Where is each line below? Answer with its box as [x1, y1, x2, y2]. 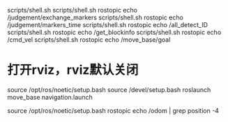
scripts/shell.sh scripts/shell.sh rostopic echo [7, 6, 138, 14]
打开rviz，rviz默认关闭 [7, 62, 139, 78]
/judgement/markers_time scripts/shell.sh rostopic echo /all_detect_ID [7, 21, 208, 29]
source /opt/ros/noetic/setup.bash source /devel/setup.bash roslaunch [7, 85, 211, 93]
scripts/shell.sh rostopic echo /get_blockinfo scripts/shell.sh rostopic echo [7, 28, 222, 36]
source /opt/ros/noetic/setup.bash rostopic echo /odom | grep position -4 [7, 106, 220, 114]
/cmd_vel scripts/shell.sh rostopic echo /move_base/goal [7, 36, 171, 44]
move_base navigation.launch [7, 93, 93, 101]
